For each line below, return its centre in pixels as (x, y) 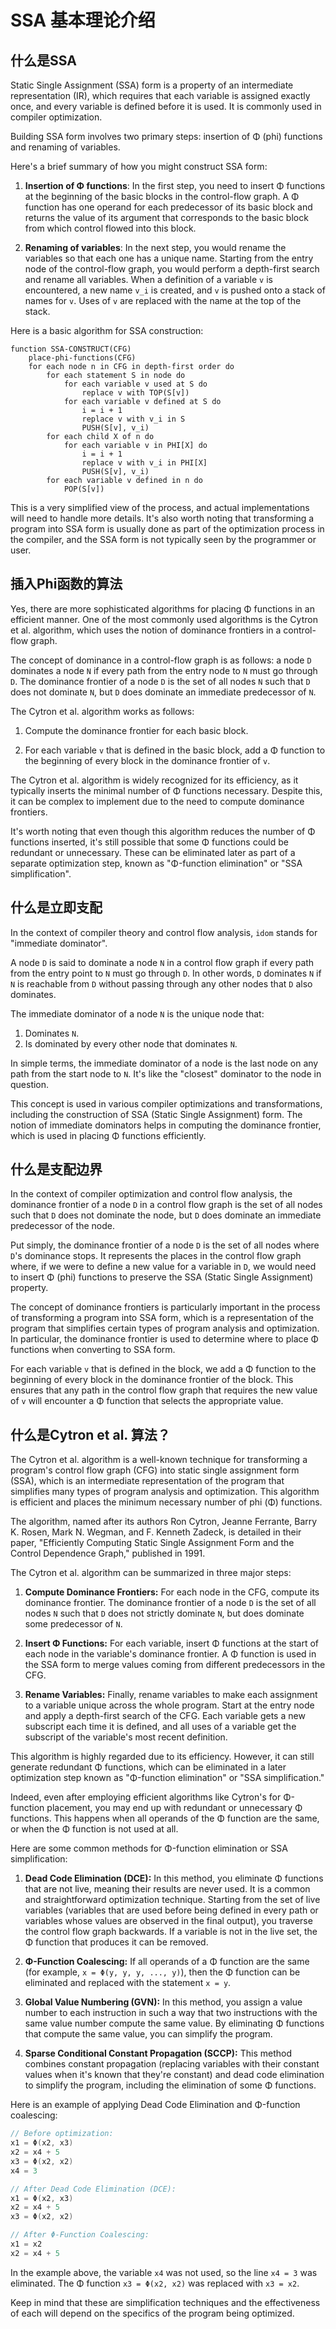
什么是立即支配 (56, 907)
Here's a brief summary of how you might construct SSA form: (139, 166)
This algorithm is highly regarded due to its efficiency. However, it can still (162, 1757)
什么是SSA (43, 60)
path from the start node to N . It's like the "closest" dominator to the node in (166, 1073)
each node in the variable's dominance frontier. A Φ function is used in (170, 1654)
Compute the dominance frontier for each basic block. (136, 730)
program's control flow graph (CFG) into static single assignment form (155, 1470)
